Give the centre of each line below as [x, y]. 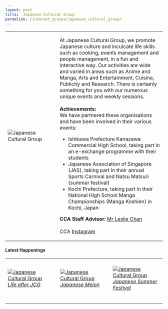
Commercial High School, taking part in [114, 145]
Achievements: [78, 109]
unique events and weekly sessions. [102, 96]
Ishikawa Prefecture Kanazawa [104, 139]
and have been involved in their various [106, 121]
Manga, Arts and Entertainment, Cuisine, [107, 78]
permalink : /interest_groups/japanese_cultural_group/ [63, 19]
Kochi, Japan [83, 208]
